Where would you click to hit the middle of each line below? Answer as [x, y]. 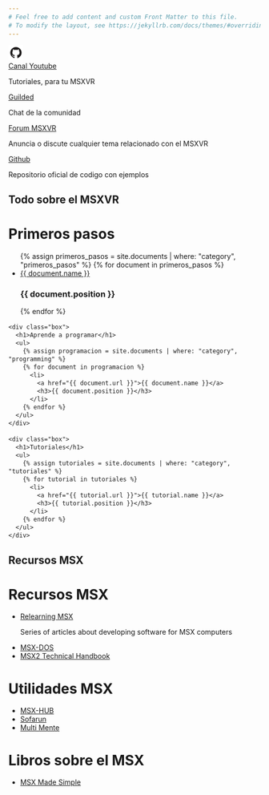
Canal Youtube [33, 66]
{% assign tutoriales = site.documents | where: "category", [126, 464]
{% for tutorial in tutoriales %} [80, 480]
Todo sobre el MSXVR [64, 199]
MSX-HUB [37, 711]
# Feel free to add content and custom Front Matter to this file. [123, 17]
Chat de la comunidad [45, 112]
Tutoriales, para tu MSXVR [52, 81]
